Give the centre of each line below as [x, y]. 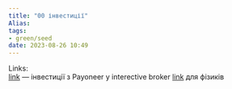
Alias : [19, 23]
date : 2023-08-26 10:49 [49, 46]
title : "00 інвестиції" [49, 16]
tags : [17, 30]
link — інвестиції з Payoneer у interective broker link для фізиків [116, 77]
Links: [18, 68]
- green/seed [30, 38]
